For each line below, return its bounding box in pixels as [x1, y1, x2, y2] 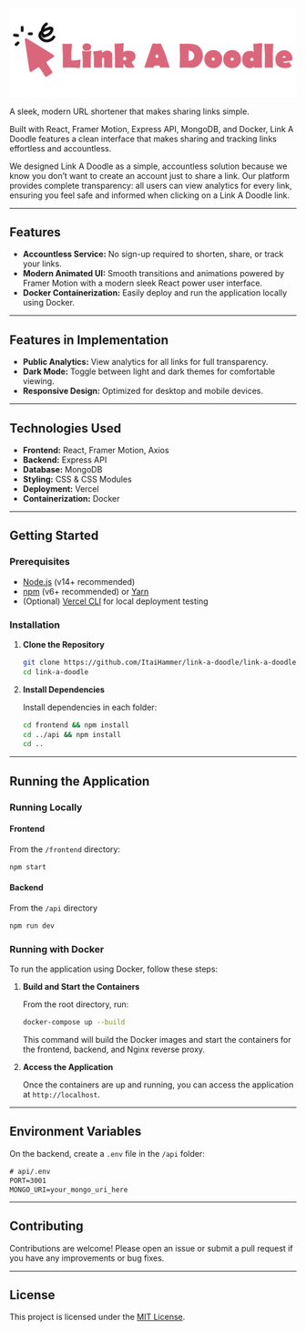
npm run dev [9, 920, 55, 931]
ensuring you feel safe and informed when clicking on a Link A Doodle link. [9, 190, 291, 201]
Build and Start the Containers [22, 982, 140, 993]
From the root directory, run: [22, 999, 129, 1010]
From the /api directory [9, 902, 98, 913]
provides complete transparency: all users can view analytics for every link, [9, 180, 293, 191]
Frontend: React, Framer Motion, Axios [22, 444, 170, 455]
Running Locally [9, 801, 83, 814]
